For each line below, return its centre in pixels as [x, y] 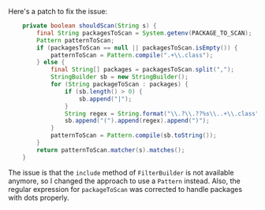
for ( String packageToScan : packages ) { [119, 84]
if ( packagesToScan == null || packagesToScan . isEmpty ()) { [137, 48]
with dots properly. [39, 197]
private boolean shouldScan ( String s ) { [90, 26]
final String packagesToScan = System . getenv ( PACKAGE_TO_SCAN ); [144, 33]
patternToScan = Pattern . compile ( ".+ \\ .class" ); [132, 55]
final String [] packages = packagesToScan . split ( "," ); [142, 70]
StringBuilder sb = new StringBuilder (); [119, 77]
